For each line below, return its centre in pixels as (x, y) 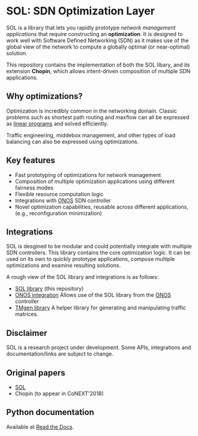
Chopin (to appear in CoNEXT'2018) (59, 393)
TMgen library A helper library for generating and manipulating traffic (100, 308)
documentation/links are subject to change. (60, 354)
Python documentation (50, 412)
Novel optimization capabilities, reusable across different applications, (102, 207)
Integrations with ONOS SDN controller (63, 200)
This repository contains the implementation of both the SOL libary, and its (98, 65)
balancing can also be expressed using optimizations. (73, 142)
